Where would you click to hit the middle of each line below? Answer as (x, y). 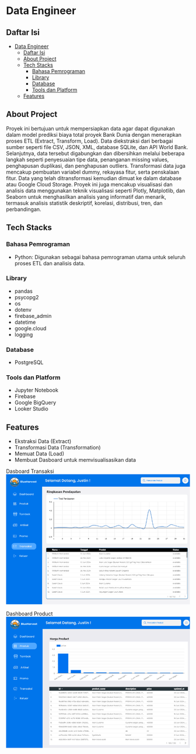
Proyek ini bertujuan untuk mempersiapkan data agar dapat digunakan (90, 128)
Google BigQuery (35, 403)
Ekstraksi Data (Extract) (43, 441)
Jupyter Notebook (36, 390)
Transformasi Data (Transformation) (57, 448)
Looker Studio (31, 409)
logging (24, 334)
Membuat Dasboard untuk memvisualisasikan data (75, 460)
